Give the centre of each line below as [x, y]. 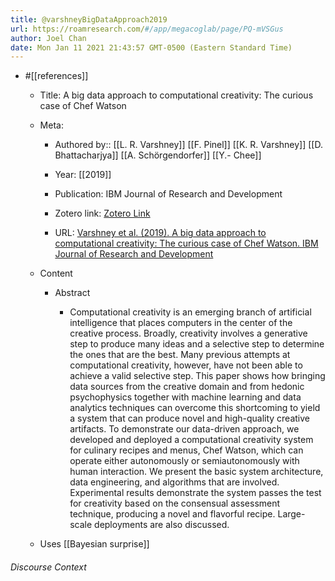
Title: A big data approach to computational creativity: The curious [176, 95]
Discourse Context [48, 567]
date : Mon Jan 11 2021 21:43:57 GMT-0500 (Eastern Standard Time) [151, 47]
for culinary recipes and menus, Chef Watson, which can [186, 450]
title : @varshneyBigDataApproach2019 [89, 19]
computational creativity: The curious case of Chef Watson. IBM [186, 243]
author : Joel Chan [48, 38]
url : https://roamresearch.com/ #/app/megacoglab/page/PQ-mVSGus [147, 29]
